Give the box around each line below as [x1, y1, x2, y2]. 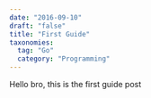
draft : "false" [9, 21, 67, 30]
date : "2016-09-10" [9, 12, 83, 22]
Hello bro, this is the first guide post [9, 79, 142, 89]
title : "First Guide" [9, 29, 91, 38]
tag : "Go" [17, 46, 54, 55]
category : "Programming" [17, 54, 111, 63]
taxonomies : [9, 37, 54, 47]
